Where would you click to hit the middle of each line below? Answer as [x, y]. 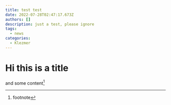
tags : [11, 29]
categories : [18, 39]
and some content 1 [25, 83]
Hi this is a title [37, 68]
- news [17, 33]
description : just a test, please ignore [50, 24]
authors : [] [18, 19]
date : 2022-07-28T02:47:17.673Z [39, 15]
